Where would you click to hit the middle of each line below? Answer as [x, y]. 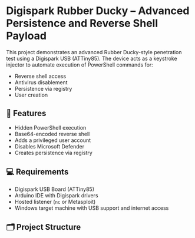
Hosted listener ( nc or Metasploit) [55, 201]
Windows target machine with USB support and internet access [92, 208]
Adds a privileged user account [53, 140]
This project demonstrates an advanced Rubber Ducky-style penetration [94, 52]
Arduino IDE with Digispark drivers [56, 195]
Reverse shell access [40, 76]
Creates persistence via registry [53, 153]
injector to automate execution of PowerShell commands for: [80, 65]
